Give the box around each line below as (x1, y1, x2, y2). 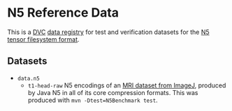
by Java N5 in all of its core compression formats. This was (27, 88, 198, 96)
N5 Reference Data (7, 5, 119, 21)
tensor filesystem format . (7, 35, 80, 43)
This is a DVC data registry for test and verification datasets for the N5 (7, 28, 210, 36)
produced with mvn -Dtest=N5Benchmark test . (27, 96, 159, 104)
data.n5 (17, 75, 40, 82)
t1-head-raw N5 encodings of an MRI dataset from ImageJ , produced (27, 81, 226, 89)
